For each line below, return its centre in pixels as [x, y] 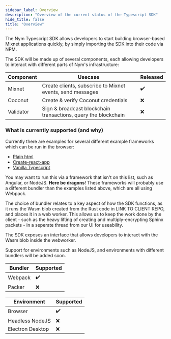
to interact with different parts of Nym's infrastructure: [62, 65]
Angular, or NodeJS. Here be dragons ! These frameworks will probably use [84, 182]
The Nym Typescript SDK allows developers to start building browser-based [85, 39]
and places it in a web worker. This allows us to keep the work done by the [83, 214]
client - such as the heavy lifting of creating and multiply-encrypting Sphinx [84, 220]
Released [152, 77]
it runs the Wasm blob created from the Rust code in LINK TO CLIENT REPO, [85, 208]
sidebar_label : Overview [32, 10]
